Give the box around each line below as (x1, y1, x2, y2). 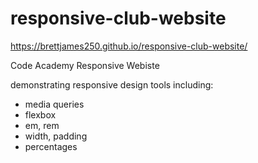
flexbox (24, 108, 57, 121)
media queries (24, 98, 85, 110)
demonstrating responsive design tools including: (10, 78, 214, 91)
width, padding (24, 130, 88, 142)
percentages (24, 140, 78, 152)
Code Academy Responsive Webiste (10, 59, 160, 71)
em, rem (24, 119, 60, 131)
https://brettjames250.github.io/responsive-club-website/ (10, 40, 248, 52)
